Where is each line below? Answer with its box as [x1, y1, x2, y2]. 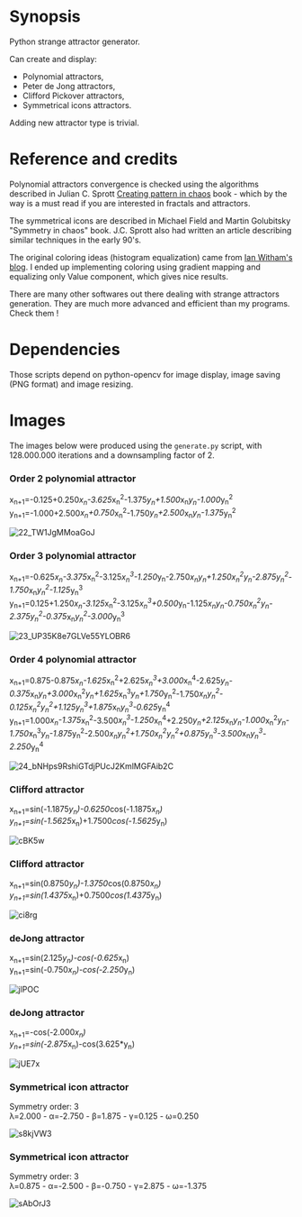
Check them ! [9, 307, 59, 318]
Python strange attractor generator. [9, 36, 141, 47]
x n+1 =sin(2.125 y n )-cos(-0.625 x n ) [9, 953, 130, 965]
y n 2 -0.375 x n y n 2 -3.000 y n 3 [30, 609, 126, 624]
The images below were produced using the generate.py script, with [9, 440, 262, 451]
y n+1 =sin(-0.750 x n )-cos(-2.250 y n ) [9, 964, 136, 977]
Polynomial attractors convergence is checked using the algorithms [9, 178, 259, 189]
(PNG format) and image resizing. [9, 379, 134, 389]
